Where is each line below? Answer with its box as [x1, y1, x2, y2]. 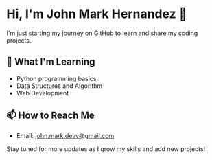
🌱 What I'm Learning [6, 56, 95, 68]
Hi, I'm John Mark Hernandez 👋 [6, 6, 187, 22]
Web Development [16, 89, 69, 97]
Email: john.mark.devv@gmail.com [16, 131, 115, 139]
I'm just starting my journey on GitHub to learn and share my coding [6, 29, 198, 37]
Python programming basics [16, 74, 97, 82]
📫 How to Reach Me [6, 110, 95, 122]
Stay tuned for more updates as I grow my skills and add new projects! [6, 144, 206, 153]
